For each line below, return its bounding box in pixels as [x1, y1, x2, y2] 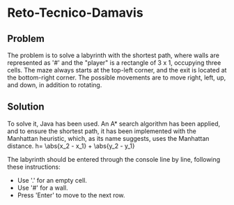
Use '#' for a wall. [17, 183, 68, 192]
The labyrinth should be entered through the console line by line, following [7, 155, 221, 163]
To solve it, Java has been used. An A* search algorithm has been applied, [7, 119, 221, 128]
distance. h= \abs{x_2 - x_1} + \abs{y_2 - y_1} [7, 142, 135, 150]
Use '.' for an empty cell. [17, 176, 87, 184]
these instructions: [7, 162, 61, 171]
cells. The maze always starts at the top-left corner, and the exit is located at [7, 66, 227, 74]
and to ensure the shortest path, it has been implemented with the [7, 127, 196, 135]
